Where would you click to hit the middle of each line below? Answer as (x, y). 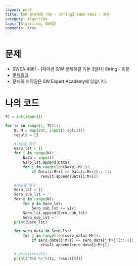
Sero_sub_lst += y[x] (54, 208)
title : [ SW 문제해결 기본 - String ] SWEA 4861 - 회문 (58, 14)
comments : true (21, 28)
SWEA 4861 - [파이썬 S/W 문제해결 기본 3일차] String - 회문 (71, 69)
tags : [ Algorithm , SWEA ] (31, 24)
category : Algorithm (26, 19)
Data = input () (39, 158)
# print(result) (31, 254)
